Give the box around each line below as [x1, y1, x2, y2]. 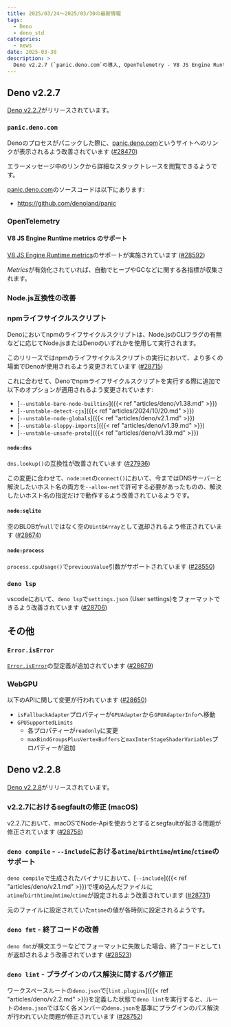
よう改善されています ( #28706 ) [19, 603, 108, 612]
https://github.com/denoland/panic [16, 199, 117, 207]
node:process [7, 547, 45, 554]
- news [13, 42, 32, 49]
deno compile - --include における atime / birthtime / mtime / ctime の [7, 847, 220, 856]
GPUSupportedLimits [16, 719, 74, 726]
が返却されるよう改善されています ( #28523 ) [7, 950, 132, 959]
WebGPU [7, 679, 38, 689]
